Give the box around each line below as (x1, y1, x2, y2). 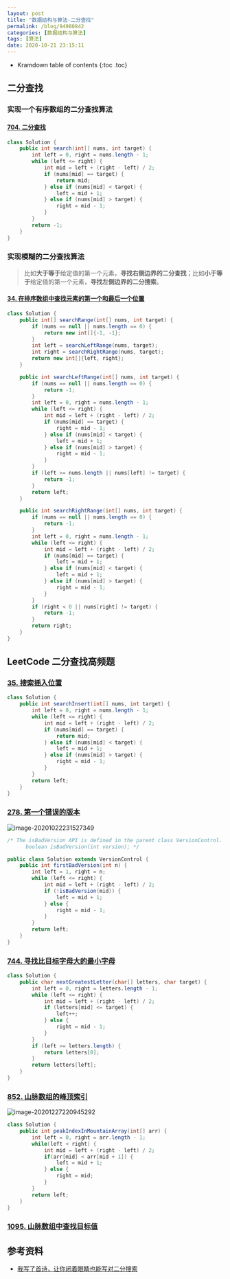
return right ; (32, 622, 72, 629)
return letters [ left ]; (32, 1062, 97, 1069)
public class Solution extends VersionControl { (7, 856, 149, 863)
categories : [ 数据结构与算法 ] (7, 29, 87, 36)
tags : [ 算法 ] (7, 36, 43, 43)
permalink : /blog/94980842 (7, 23, 84, 30)
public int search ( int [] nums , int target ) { (19, 145, 152, 152)
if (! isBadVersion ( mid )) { (43, 887, 122, 894)
